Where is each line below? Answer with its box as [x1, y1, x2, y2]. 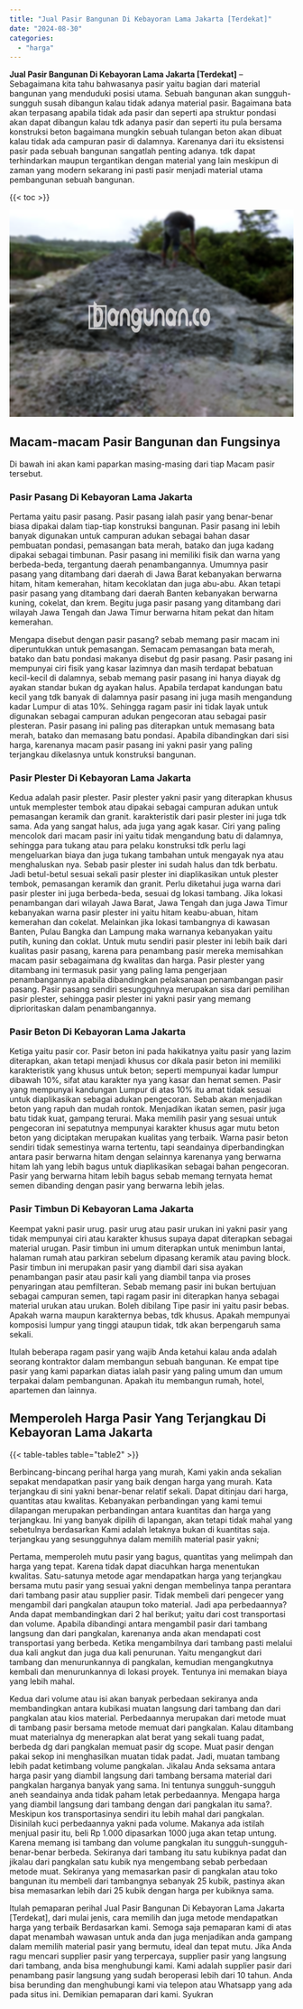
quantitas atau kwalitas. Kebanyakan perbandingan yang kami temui [9, 1495, 263, 1506]
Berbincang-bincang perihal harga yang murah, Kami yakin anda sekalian [9, 1467, 282, 1477]
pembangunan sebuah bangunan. [9, 174, 135, 185]
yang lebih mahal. [9, 1675, 75, 1687]
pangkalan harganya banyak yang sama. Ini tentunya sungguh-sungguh [9, 1779, 276, 1791]
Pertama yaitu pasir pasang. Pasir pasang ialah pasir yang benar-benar [9, 511, 273, 522]
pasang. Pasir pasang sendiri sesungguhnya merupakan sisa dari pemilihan [9, 984, 290, 995]
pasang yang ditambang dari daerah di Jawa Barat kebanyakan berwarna [9, 569, 282, 579]
